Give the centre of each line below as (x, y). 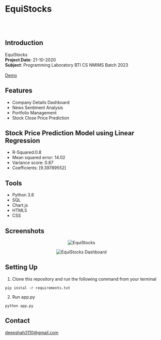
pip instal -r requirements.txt (38, 288)
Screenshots (25, 231)
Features (19, 91)
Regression (23, 140)
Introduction (24, 43)
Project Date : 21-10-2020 (31, 60)
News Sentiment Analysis (37, 107)
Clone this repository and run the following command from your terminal (84, 279)
